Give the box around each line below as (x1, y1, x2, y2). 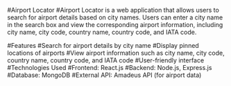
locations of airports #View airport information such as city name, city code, (7, 49, 225, 57)
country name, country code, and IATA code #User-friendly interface (7, 56, 205, 64)
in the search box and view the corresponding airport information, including (7, 21, 223, 28)
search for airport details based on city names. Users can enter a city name (7, 13, 223, 21)
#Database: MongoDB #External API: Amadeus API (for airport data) (7, 71, 202, 79)
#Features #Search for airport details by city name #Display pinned (7, 42, 199, 49)
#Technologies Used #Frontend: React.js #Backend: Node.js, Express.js (7, 64, 212, 71)
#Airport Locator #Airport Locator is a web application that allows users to (7, 6, 220, 14)
